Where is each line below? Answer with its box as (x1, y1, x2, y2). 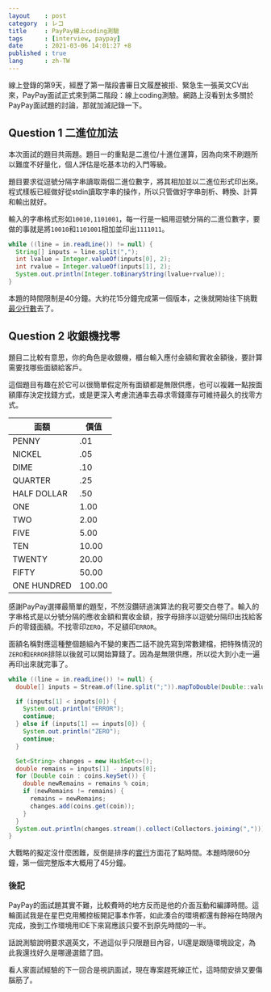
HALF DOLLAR (12, 488, 68, 499)
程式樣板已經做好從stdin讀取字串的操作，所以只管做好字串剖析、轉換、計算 (8, 187, 258, 196)
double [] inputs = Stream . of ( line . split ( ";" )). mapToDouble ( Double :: (15, 682, 251, 691)
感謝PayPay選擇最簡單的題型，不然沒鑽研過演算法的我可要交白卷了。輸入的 (8, 602, 260, 611)
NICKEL (12, 448, 42, 459)
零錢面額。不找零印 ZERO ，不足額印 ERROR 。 (22, 622, 161, 631)
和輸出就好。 (8, 196, 51, 206)
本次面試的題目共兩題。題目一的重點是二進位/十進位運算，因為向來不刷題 (8, 149, 252, 158)
